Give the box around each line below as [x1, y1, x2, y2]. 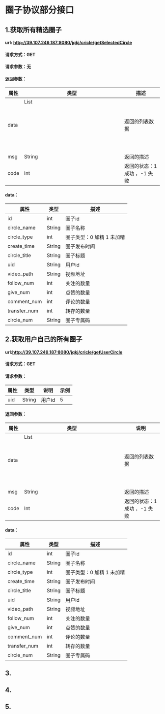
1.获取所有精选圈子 [5, 26, 62, 34]
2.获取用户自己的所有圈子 [5, 335, 82, 344]
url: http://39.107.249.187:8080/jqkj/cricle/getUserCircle [5, 349, 123, 355]
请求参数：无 [5, 64, 31, 69]
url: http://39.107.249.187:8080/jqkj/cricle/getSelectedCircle [5, 40, 133, 46]
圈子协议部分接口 [5, 4, 75, 16]
